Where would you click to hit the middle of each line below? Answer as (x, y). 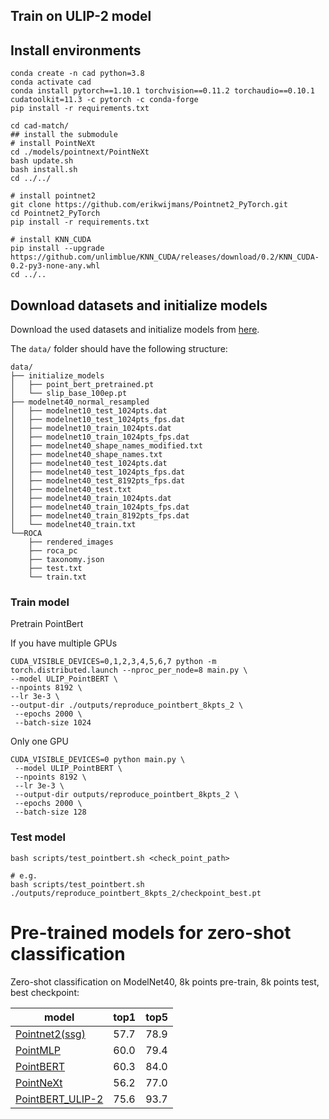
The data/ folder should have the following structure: (119, 349)
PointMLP (38, 1050)
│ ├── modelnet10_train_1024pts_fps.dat (100, 437)
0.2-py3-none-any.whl (55, 266)
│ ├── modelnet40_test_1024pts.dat (89, 464)
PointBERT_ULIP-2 (59, 1099)
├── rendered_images (71, 542)
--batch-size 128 (50, 812)
